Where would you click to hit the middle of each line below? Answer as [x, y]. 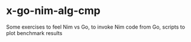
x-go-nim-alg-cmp [53, 11]
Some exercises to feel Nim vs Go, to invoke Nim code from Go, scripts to [96, 27]
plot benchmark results [34, 33]
